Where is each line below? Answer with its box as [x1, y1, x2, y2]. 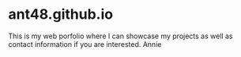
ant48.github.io [8, 5, 113, 23]
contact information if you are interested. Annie [8, 39, 162, 48]
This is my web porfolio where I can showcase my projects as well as [8, 31, 233, 41]
